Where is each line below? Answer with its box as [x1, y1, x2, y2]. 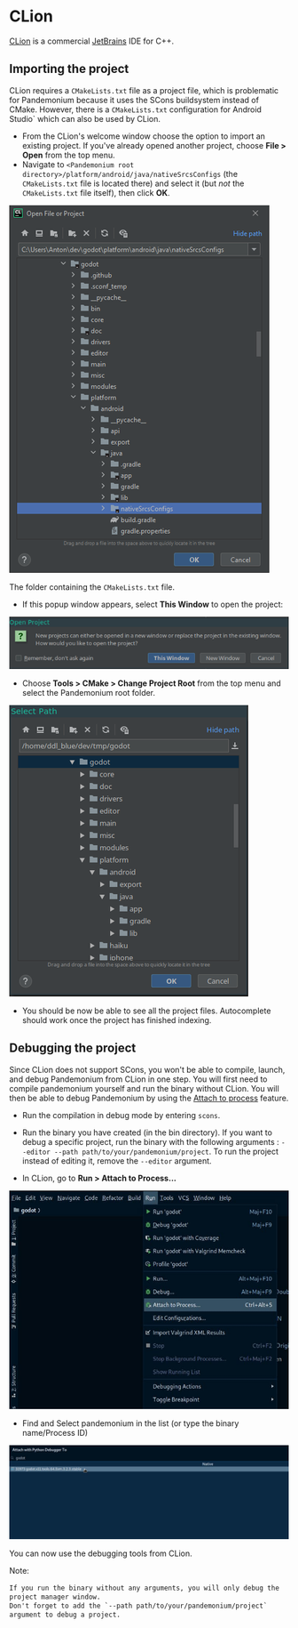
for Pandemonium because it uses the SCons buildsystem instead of [9, 94, 260, 105]
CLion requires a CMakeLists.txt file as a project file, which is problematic [9, 85, 279, 95]
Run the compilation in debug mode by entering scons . [21, 1109, 221, 1120]
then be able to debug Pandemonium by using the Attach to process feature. [9, 1092, 289, 1103]
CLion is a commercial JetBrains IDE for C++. [9, 36, 175, 46]
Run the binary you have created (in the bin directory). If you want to [21, 1127, 273, 1138]
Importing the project [9, 61, 129, 77]
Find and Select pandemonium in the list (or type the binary [21, 1417, 239, 1429]
